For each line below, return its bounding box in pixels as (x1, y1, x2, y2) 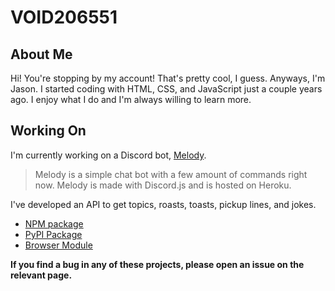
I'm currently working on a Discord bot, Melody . (10, 149, 207, 161)
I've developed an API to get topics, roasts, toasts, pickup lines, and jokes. (10, 198, 317, 210)
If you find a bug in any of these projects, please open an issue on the (10, 258, 305, 270)
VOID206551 (10, 6, 118, 29)
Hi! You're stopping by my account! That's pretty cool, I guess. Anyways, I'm (10, 72, 326, 84)
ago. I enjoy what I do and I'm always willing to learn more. (10, 94, 252, 105)
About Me (10, 46, 73, 63)
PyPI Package (24, 228, 83, 240)
